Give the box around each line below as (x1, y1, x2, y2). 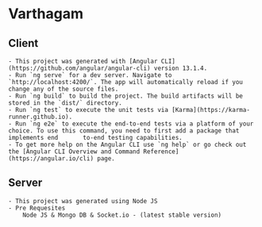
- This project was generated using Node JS (8, 197, 158, 205)
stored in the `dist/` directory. (8, 99, 123, 107)
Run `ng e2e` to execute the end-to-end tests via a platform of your (15, 120, 254, 128)
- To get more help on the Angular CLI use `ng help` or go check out (8, 140, 247, 148)
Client (8, 37, 39, 50)
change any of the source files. (8, 85, 119, 93)
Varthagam (8, 5, 83, 23)
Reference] (143, 148, 179, 156)
